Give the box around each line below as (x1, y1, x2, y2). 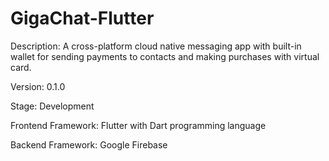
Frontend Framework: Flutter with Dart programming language (10, 119, 267, 131)
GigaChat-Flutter (10, 7, 155, 30)
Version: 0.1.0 (10, 80, 66, 92)
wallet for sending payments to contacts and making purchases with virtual (10, 50, 320, 62)
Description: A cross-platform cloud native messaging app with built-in (10, 40, 302, 52)
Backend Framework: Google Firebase (10, 138, 168, 151)
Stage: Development (10, 100, 95, 112)
